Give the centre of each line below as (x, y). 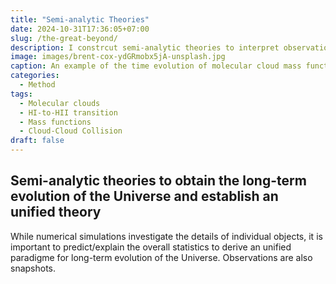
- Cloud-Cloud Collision (71, 131)
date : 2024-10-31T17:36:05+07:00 (80, 29)
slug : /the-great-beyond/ (64, 38)
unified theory (56, 212)
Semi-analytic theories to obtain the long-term (158, 181)
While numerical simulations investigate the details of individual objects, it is (166, 236)
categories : (35, 76)
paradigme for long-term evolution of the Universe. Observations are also (161, 257)
